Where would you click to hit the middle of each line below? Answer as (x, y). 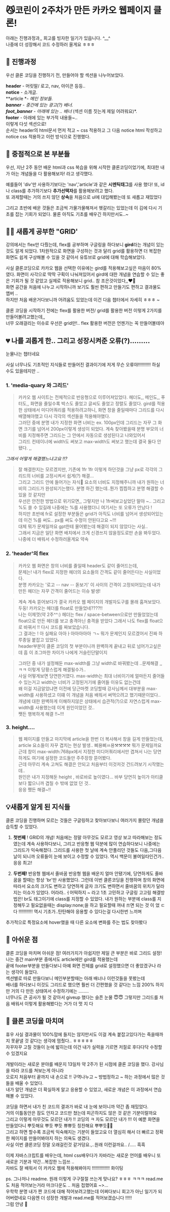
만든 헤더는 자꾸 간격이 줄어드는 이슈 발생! (59, 591)
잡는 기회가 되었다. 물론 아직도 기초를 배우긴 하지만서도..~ (72, 214)
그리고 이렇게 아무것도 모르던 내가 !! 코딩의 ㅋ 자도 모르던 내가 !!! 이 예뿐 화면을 (83, 1119)
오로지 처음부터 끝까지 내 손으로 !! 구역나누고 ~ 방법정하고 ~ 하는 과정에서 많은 (83, 1077)
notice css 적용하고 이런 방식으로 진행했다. (48, 136)
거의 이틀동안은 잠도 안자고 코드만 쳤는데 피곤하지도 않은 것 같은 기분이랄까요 (81, 1113)
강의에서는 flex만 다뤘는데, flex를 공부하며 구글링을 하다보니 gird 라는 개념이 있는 (85, 245)
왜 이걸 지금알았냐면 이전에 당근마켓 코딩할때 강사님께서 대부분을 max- (88, 688)
